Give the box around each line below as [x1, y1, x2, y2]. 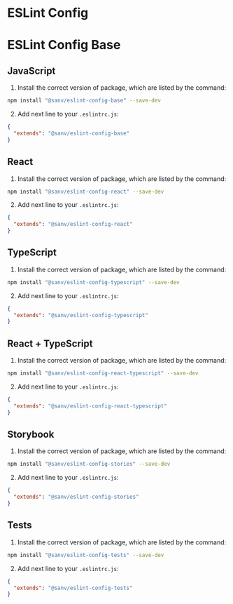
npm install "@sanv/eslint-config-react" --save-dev [7, 188, 164, 195]
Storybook [7, 429, 55, 441]
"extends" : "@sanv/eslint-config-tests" [13, 584, 133, 591]
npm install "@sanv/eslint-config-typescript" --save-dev [7, 278, 180, 286]
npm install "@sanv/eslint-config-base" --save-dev [7, 97, 161, 105]
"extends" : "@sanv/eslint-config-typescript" [13, 311, 149, 318]
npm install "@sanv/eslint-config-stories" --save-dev [7, 461, 171, 468]
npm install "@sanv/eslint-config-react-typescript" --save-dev [7, 370, 199, 377]
